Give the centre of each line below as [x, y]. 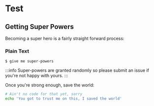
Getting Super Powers [39, 27]
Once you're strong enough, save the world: [50, 85]
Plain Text [17, 51]
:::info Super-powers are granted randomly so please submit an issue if [77, 70]
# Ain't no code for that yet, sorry [44, 94]
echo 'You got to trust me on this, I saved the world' [63, 99]
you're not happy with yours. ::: [37, 76]
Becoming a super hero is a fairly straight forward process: [65, 38]
